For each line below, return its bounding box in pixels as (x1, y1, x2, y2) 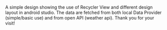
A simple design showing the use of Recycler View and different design (5, 4, 153, 10)
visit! (5, 20, 15, 26)
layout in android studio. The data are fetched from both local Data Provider (5, 9, 162, 15)
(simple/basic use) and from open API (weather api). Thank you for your (5, 15, 154, 20)
